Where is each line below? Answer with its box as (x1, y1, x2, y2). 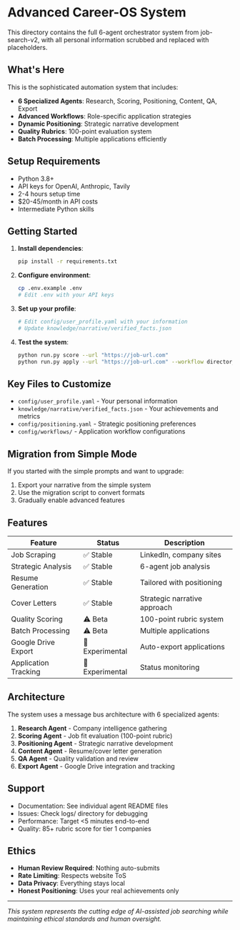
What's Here (7, 64, 65, 76)
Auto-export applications (140, 641, 225, 651)
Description (164, 537, 205, 547)
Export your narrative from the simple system (17, 481, 151, 489)
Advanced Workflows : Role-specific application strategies (17, 111, 191, 120)
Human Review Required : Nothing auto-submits (17, 864, 160, 872)
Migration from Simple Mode (7, 448, 137, 460)
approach (140, 602, 173, 612)
